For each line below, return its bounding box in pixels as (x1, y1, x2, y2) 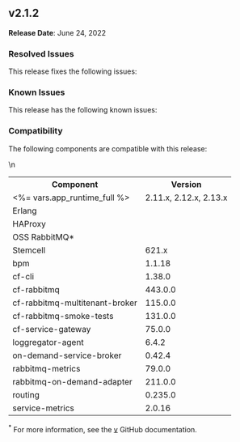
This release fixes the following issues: (8, 66, 137, 76)
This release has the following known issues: (8, 105, 158, 115)
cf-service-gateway (12, 323, 91, 334)
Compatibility (8, 125, 63, 137)
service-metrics (12, 402, 74, 414)
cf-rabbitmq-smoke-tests (12, 310, 114, 321)
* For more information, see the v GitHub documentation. (8, 423, 198, 434)
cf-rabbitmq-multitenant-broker (12, 297, 137, 308)
